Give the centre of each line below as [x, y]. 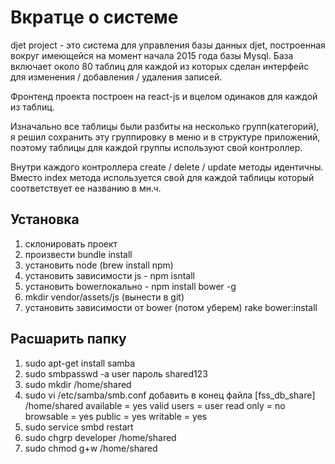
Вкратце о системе [94, 17]
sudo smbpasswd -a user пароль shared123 [116, 373]
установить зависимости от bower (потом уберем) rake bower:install [171, 307]
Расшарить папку [68, 339]
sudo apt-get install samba [80, 363]
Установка [45, 219]
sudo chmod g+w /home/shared [91, 448]
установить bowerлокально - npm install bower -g [130, 286]
